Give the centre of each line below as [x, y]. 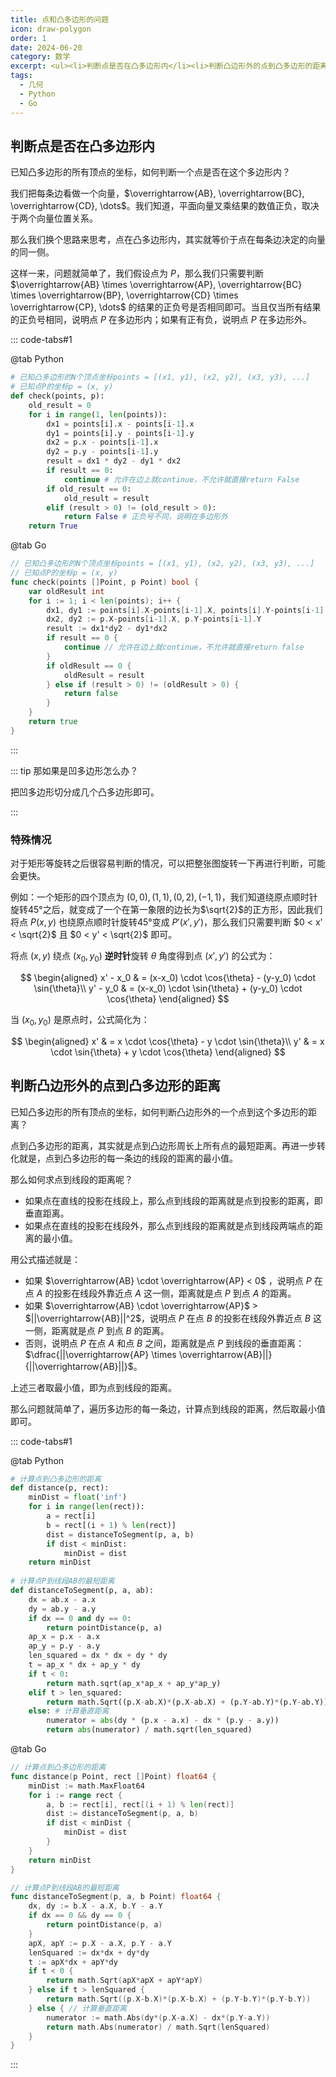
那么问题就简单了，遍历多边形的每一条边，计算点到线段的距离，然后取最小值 [168, 1408]
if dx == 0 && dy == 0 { [80, 1916]
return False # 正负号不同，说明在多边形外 [145, 517]
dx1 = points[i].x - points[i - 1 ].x [120, 424]
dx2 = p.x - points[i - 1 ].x [102, 442]
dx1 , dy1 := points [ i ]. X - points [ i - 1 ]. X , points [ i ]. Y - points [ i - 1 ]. [187, 610]
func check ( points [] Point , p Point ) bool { [104, 582]
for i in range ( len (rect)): [86, 1507]
